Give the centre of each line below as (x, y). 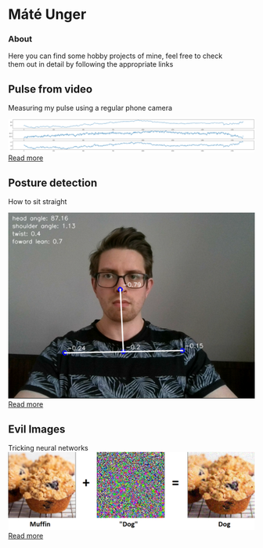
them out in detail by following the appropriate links (91, 64)
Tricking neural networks (48, 448)
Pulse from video (50, 89)
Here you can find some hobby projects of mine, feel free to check (115, 56)
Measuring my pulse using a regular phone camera (90, 108)
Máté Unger (47, 15)
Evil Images (37, 429)
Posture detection (53, 183)
